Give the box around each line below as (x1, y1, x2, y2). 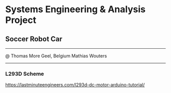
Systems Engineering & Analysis (5, 4, 146, 15)
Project (5, 14, 37, 26)
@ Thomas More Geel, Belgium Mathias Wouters (5, 53, 107, 59)
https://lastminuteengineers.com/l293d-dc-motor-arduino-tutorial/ (5, 82, 145, 88)
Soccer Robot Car (5, 35, 63, 43)
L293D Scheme (5, 70, 44, 77)
